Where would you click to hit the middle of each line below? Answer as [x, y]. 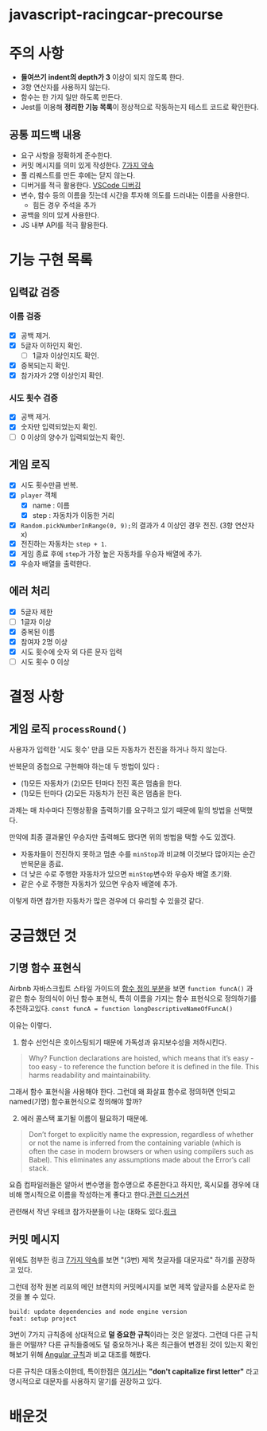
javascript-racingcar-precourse [116, 15]
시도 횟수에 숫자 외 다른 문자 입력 [71, 652]
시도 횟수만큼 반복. [49, 485]
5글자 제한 [37, 612]
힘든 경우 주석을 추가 [64, 205]
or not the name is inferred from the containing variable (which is [135, 1143]
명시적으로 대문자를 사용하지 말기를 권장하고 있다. [85, 1381]
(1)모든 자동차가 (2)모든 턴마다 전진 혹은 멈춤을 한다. [101, 783]
